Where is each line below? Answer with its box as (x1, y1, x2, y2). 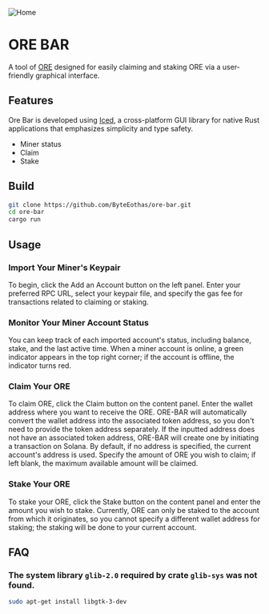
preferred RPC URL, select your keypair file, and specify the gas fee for (8, 289, 243, 298)
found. (8, 580, 35, 591)
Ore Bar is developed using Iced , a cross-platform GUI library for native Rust (8, 115, 260, 124)
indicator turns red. (8, 361, 72, 370)
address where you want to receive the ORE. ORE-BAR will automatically (8, 407, 247, 417)
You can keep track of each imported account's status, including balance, (8, 335, 252, 345)
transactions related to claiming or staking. (8, 297, 150, 306)
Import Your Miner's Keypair (8, 261, 121, 273)
